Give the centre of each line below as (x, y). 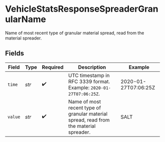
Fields (15, 53)
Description (92, 67)
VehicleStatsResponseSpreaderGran (82, 9)
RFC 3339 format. (89, 81)
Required (53, 67)
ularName (26, 19)
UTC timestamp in (89, 75)
